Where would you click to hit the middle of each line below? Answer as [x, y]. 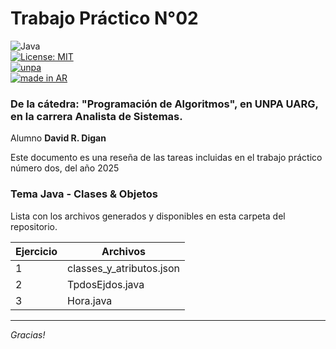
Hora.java [90, 300]
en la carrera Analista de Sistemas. [96, 116]
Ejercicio [36, 251]
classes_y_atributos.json [124, 268]
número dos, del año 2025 [65, 168]
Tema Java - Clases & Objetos [84, 194]
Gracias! [28, 334]
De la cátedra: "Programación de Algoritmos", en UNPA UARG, [164, 104]
